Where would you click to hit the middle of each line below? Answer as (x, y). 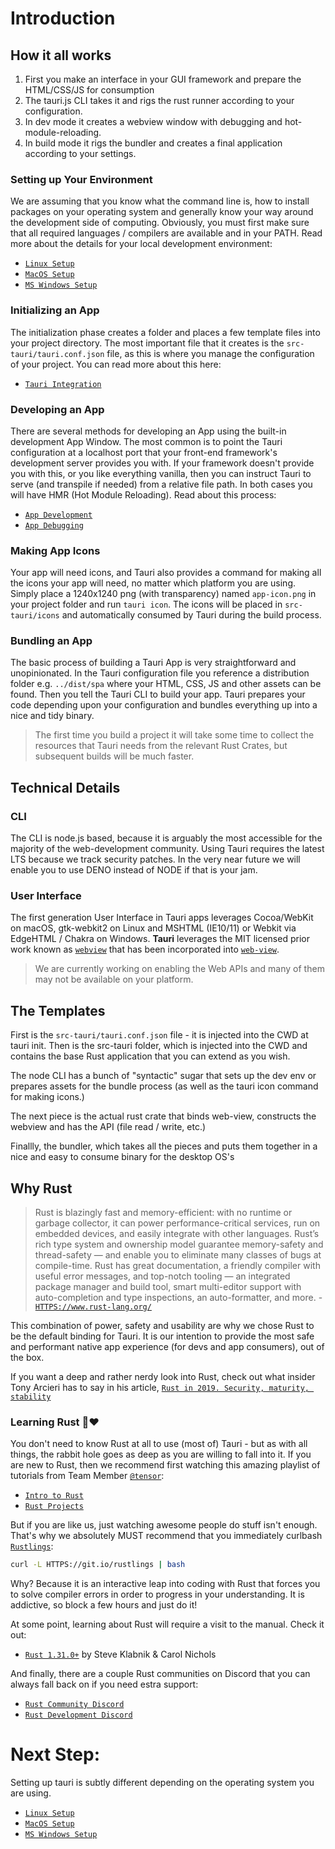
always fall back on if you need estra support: (104, 1684)
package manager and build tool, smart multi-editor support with (168, 1287)
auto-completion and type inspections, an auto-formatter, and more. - (178, 1298)
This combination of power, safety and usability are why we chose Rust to (162, 1326)
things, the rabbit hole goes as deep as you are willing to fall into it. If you (161, 1454)
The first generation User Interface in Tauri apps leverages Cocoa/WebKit (162, 918)
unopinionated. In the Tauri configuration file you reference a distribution (160, 673)
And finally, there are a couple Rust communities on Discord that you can (160, 1674)
